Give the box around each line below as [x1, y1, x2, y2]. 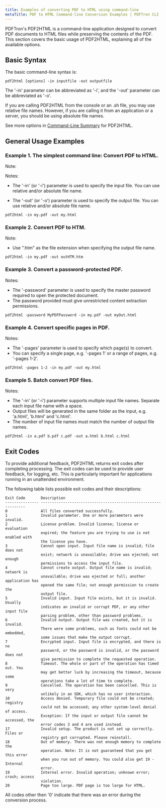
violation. [40, 779, 64, 784]
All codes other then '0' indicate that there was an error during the [5, 792, 141, 798]
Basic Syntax [5, 56, 47, 64]
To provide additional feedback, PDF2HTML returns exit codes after [5, 461, 144, 466]
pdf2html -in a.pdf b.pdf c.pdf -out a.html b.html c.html [5, 434, 130, 439]
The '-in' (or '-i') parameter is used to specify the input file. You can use [12, 183, 160, 188]
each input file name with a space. [12, 403, 83, 409]
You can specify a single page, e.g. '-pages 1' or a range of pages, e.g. [12, 350, 158, 356]
